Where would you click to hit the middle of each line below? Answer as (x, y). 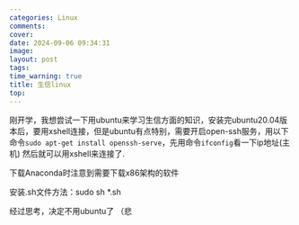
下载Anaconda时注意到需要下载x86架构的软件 (94, 173)
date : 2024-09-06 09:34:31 (60, 43)
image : (22, 51)
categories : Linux (44, 18)
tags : (19, 68)
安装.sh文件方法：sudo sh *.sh (65, 192)
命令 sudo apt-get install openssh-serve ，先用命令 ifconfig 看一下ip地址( (146, 142)
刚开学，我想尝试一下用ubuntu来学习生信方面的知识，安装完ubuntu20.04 (145, 120)
